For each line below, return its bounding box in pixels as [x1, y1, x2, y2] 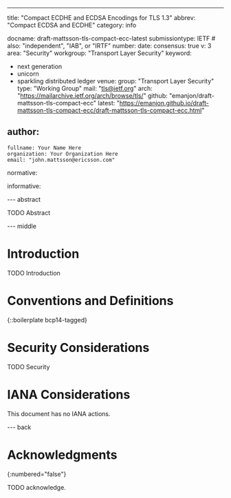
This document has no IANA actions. [7, 409, 111, 417]
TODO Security [7, 362, 50, 371]
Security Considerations [7, 340, 150, 355]
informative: [7, 182, 41, 190]
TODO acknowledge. [7, 483, 67, 491]
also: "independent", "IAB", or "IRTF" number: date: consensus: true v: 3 [7, 42, 212, 50]
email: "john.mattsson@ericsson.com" [7, 156, 115, 163]
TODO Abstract [7, 208, 50, 217]
